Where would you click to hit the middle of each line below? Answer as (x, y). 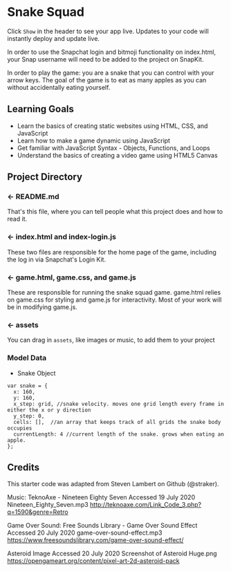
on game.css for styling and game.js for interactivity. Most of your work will (114, 300)
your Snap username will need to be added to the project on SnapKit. (105, 59)
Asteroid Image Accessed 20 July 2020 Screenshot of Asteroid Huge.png (112, 553)
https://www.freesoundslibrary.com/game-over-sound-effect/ (95, 540)
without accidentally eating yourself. (59, 87)
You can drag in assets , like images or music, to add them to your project (111, 340)
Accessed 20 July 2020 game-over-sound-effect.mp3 (85, 533)
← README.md (34, 196)
